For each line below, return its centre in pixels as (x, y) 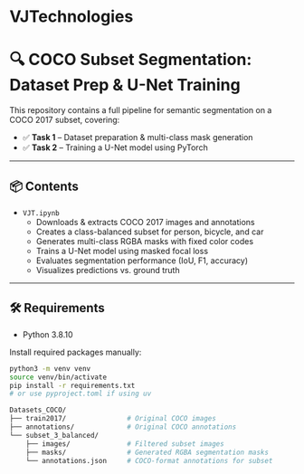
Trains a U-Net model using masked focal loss (122, 251)
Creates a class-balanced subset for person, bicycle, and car (150, 232)
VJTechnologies (71, 17)
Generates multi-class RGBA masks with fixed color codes (145, 241)
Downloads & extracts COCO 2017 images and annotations (145, 222)
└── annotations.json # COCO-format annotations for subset (149, 460)
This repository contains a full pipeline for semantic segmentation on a (141, 110)
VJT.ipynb (41, 213)
